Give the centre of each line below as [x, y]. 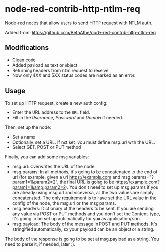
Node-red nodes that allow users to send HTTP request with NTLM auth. [79, 23]
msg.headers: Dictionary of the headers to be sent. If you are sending [83, 208]
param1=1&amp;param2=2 [39, 187]
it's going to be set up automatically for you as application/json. [77, 218]
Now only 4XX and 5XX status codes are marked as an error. [74, 75]
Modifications [27, 48]
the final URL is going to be [87, 182]
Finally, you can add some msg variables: [47, 157]
